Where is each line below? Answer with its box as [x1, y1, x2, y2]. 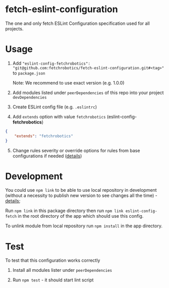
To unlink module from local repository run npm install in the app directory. [5, 223, 163, 229]
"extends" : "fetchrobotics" [14, 133, 73, 139]
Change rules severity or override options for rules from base [12, 147, 140, 153]
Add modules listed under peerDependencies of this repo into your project [12, 90, 164, 96]
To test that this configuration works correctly [5, 257, 100, 264]
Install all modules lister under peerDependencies [12, 267, 112, 273]
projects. [5, 25, 24, 31]
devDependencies [12, 95, 47, 100]
